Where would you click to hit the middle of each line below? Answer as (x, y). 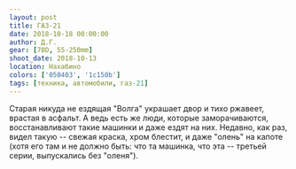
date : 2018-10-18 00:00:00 (59, 34)
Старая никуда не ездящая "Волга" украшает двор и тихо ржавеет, (136, 108)
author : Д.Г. (33, 42)
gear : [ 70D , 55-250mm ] (51, 50)
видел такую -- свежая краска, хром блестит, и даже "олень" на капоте (146, 136)
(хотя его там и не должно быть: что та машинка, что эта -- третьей (138, 146)
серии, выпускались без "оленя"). (74, 155)
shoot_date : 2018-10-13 (53, 58)
